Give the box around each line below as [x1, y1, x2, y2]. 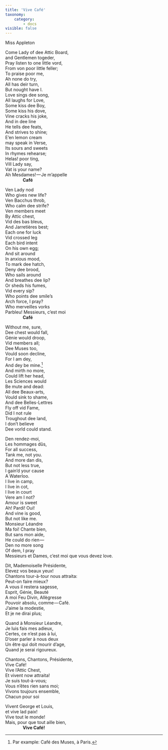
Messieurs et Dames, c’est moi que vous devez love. [5, 553, 113, 559]
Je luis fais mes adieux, [5, 625, 53, 631]
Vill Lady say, [5, 161, 32, 167]
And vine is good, [5, 510, 41, 516]
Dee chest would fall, [5, 329, 49, 335]
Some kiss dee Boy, [5, 103, 46, 109]
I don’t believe [5, 421, 34, 427]
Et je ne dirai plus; [5, 610, 42, 616]
